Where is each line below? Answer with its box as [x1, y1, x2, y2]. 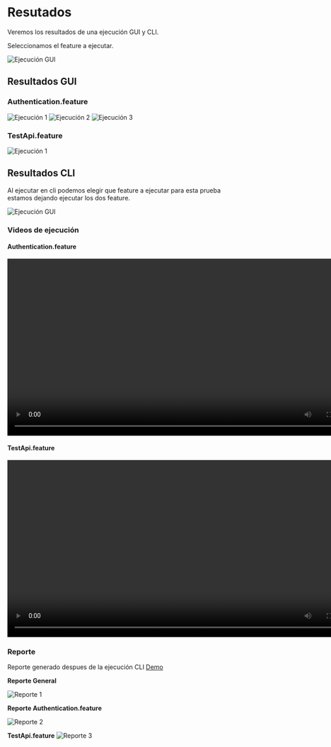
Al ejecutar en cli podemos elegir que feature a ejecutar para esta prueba [7, 186, 221, 195]
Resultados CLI [7, 167, 76, 179]
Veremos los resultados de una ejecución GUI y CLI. [7, 28, 159, 36]
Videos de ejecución [7, 224, 79, 234]
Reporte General [7, 677, 57, 685]
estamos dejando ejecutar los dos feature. [7, 193, 131, 202]
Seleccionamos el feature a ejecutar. [7, 41, 114, 50]
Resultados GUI [7, 76, 77, 88]
